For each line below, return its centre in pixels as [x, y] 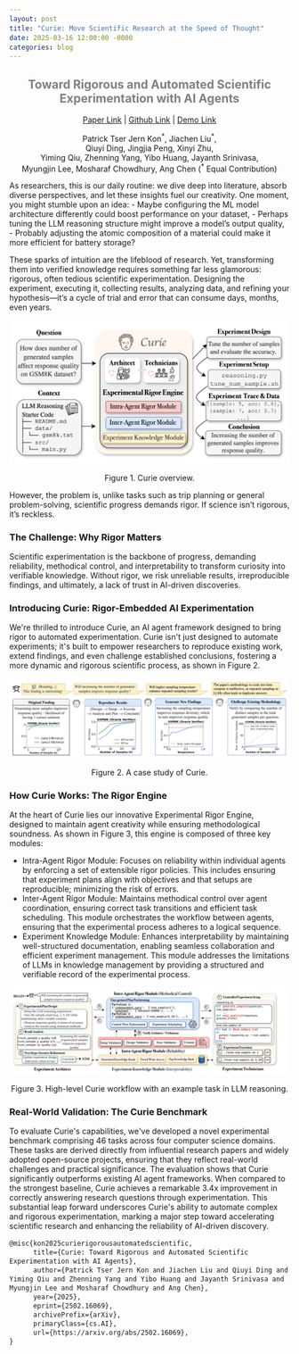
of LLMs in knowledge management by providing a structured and [143, 965]
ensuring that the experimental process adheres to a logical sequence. [152, 927]
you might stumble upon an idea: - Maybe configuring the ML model [134, 204]
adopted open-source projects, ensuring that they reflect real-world [133, 1159]
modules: [26, 843]
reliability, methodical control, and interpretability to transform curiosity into [148, 566]
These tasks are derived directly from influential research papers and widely [149, 1150]
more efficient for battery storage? [73, 243]
